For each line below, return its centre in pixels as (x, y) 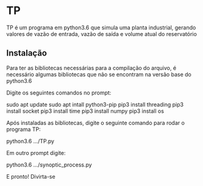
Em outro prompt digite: (36, 152)
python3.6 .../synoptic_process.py (49, 165)
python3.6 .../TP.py (30, 141)
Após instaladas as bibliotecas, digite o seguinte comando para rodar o (95, 123)
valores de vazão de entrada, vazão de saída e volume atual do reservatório (101, 34)
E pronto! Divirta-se (31, 176)
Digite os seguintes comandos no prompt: (59, 93)
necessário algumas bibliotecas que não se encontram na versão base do (99, 74)
